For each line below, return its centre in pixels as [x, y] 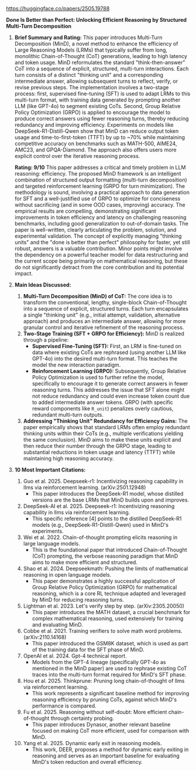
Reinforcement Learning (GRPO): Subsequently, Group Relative [109, 371]
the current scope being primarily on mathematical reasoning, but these [101, 261]
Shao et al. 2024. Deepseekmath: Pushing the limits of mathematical [106, 568]
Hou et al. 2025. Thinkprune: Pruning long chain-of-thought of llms [104, 681]
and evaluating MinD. [57, 624]
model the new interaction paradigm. [76, 365]
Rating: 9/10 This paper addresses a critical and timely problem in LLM [100, 167]
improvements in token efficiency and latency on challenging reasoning [100, 217]
